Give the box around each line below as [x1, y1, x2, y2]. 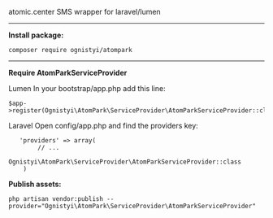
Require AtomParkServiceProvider [8, 68, 128, 77]
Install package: [8, 30, 64, 40]
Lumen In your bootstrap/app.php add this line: [8, 84, 166, 93]
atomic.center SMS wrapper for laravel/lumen [8, 7, 161, 16]
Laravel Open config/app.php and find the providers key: [8, 121, 199, 130]
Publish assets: [8, 179, 62, 189]
